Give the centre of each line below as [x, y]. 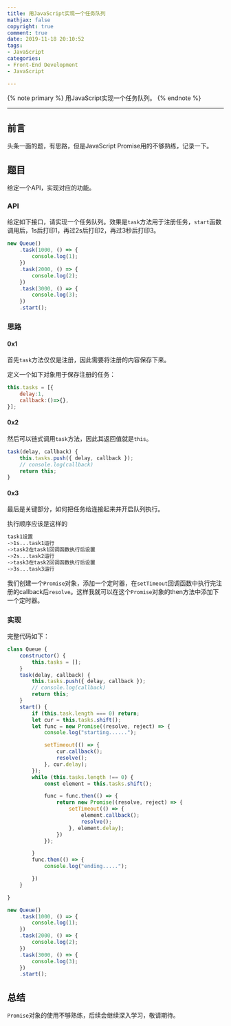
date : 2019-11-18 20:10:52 [46, 39]
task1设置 [20, 537]
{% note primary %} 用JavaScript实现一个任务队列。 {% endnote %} [104, 98]
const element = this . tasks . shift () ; [98, 784]
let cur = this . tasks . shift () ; [77, 720]
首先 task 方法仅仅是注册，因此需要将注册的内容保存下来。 [89, 360]
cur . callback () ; [79, 752]
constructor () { [43, 655]
